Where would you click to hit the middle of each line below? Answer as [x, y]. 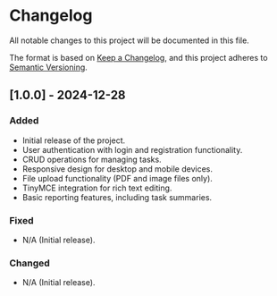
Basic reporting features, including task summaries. [117, 197]
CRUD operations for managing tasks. [92, 159]
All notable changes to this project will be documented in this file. [130, 40]
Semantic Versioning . [48, 67]
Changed [30, 263]
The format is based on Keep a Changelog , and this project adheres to [138, 57]
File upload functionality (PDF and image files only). [117, 178]
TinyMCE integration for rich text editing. [97, 188]
